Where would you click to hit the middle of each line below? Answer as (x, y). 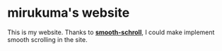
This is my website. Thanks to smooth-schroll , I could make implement (111, 32)
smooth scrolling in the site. (48, 39)
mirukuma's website (69, 13)
